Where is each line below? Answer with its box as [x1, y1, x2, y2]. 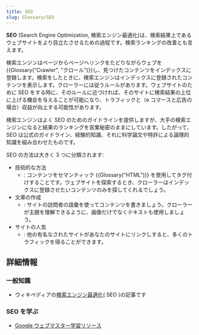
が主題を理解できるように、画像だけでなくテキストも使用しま [23, 208, 175, 215]
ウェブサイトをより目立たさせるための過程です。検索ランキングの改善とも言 [6, 39, 193, 46]
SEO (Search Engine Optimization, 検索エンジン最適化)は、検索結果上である [6, 31, 192, 39]
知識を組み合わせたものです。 [6, 138, 79, 146]
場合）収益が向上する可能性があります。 [6, 104, 105, 111]
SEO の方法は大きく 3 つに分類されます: [6, 151, 104, 158]
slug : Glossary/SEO [6, 14, 55, 20]
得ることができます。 [55, 238, 107, 245]
